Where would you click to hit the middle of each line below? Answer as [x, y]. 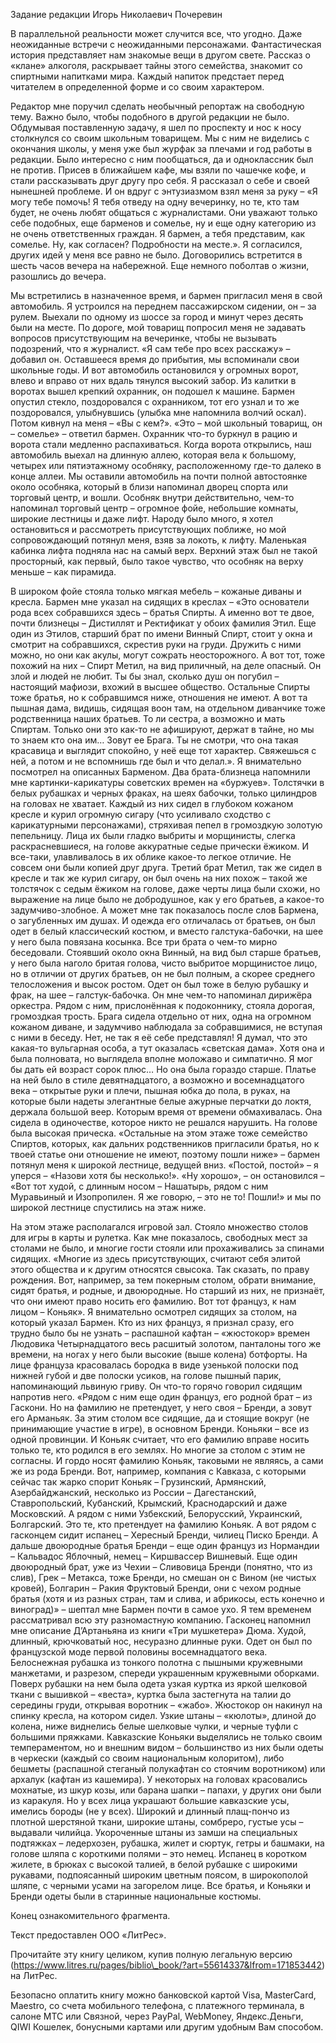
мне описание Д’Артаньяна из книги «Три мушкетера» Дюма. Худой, [158, 1630]
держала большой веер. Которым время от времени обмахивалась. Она [166, 1112]
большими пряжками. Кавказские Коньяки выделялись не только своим [166, 1737]
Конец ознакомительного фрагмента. [90, 1915]
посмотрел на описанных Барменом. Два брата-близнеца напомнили [160, 772]
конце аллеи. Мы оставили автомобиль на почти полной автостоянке [159, 476]
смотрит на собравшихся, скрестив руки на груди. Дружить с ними [156, 644]
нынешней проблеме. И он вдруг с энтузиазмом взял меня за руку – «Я [164, 191]
